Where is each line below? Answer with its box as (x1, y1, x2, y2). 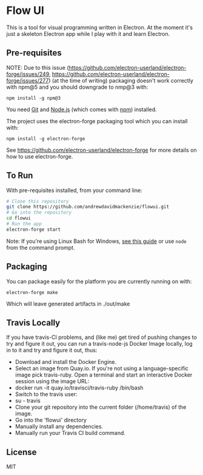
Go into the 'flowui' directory (15, 417, 87, 424)
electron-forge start (6, 226, 61, 233)
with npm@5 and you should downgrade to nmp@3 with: (6, 83, 148, 91)
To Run (6, 171, 33, 181)
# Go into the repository (6, 210, 72, 216)
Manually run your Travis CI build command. (15, 429, 126, 437)
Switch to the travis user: (15, 391, 78, 398)
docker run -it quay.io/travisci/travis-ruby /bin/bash (15, 384, 144, 392)
